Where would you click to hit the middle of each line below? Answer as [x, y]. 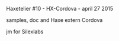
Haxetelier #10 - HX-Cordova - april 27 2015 [60, 9]
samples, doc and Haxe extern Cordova [54, 20]
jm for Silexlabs [25, 31]
